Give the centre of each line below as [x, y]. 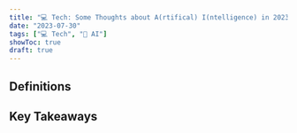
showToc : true [35, 42]
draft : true [31, 51]
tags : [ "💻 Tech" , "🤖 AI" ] [58, 34]
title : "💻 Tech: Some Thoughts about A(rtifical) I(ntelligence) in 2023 [149, 17]
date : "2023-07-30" [45, 26]
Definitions [40, 86]
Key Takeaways [53, 116]
